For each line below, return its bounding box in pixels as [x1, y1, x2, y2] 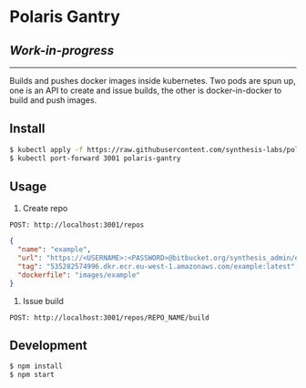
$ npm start [9, 371, 55, 380]
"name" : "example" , [17, 245, 92, 254]
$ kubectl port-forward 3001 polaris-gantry [9, 153, 181, 163]
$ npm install [9, 362, 64, 371]
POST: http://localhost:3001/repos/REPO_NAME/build [9, 312, 209, 322]
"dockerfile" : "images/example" [17, 271, 141, 280]
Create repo [22, 203, 68, 214]
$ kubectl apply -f [9, 145, 84, 154]
